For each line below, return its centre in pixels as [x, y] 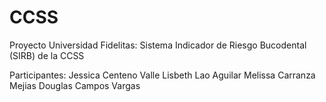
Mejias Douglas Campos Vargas [75, 85]
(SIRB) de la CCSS [47, 55]
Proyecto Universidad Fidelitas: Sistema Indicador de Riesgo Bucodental [158, 45]
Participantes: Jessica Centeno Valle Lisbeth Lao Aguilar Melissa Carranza [162, 75]
